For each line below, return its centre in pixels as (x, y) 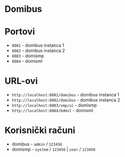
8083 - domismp (28, 56)
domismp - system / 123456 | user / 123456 (53, 149)
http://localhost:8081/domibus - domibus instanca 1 (65, 95)
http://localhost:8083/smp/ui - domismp (54, 105)
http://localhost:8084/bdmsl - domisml (52, 111)
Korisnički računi (40, 131)
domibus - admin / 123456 (37, 144)
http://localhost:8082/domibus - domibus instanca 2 (66, 100)
